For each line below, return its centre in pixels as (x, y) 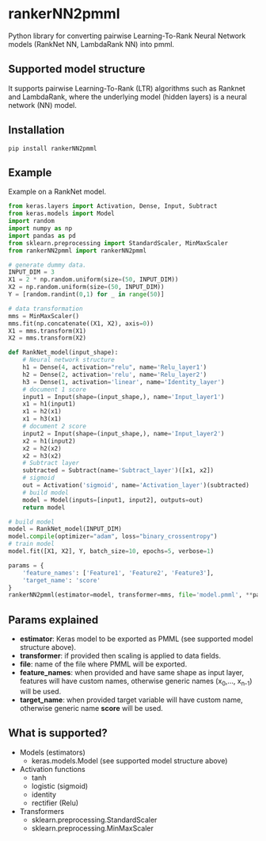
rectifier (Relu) (55, 803)
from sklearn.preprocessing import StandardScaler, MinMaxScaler (118, 243)
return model (44, 507)
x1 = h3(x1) (42, 419)
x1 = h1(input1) (49, 404)
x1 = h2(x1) (42, 412)
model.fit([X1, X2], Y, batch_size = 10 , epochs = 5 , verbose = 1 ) (111, 551)
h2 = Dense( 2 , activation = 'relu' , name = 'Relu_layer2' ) (115, 374)
